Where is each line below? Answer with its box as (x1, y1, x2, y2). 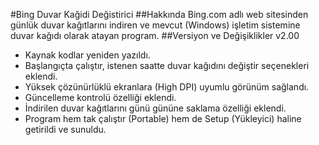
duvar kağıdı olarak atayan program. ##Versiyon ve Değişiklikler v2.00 (10, 30, 300, 41)
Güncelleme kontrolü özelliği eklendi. (24, 92, 177, 103)
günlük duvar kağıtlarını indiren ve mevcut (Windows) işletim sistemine (10, 19, 301, 31)
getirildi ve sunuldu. (24, 124, 107, 135)
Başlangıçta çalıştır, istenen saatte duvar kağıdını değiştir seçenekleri (24, 60, 310, 71)
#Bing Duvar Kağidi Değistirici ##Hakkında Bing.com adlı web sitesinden (10, 9, 309, 20)
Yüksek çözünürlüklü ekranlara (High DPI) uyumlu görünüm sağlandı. (24, 81, 310, 93)
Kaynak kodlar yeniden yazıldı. (24, 49, 151, 61)
